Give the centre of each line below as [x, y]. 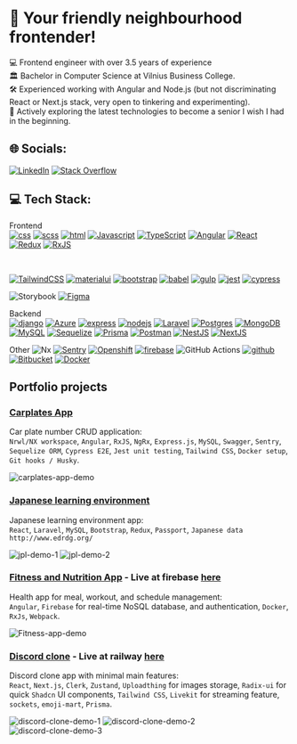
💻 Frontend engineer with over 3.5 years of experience [111, 62]
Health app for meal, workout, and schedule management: [116, 597]
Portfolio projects [59, 387]
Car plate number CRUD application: [76, 432]
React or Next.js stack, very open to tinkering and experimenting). [130, 102]
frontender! [52, 37]
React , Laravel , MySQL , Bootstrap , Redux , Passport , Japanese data [126, 529]
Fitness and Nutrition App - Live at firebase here [115, 577]
